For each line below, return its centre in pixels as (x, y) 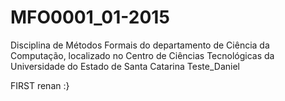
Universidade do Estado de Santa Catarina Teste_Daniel (125, 66)
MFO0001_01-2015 (90, 17)
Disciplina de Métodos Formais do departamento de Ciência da (140, 45)
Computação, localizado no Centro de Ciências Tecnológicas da (142, 55)
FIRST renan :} (40, 85)
